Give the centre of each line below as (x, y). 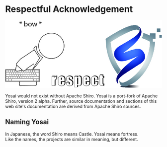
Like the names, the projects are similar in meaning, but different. (72, 139)
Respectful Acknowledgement (69, 9)
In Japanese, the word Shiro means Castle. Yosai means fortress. (72, 134)
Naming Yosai (27, 122)
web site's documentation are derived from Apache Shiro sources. (73, 106)
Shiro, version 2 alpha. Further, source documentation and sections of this (81, 101)
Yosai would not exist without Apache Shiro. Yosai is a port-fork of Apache (82, 96)
